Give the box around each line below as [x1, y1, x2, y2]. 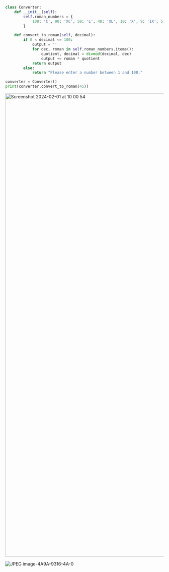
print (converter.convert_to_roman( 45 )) [5, 84, 89, 89]
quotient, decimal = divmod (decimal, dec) [41, 51, 132, 56]
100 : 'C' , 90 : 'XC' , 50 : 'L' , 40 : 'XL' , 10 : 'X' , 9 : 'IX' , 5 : [32, 19, 165, 24]
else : [23, 66, 35, 71]
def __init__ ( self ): [14, 9, 57, 15]
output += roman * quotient [41, 56, 100, 61]
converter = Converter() [5, 79, 57, 84]
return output [32, 61, 62, 66]
